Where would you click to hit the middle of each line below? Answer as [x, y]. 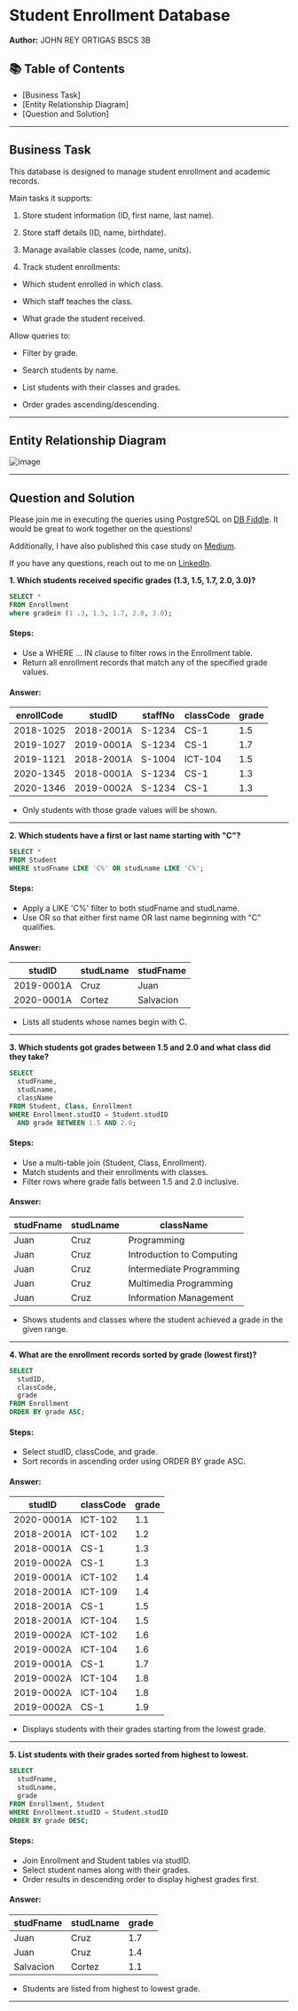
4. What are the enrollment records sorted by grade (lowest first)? [133, 1354]
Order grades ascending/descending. [90, 404]
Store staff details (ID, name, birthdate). [94, 233]
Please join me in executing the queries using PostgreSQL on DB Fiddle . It [144, 519]
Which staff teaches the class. [77, 301]
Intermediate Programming [184, 1268]
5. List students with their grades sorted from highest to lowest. [129, 1755]
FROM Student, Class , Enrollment [71, 1106]
